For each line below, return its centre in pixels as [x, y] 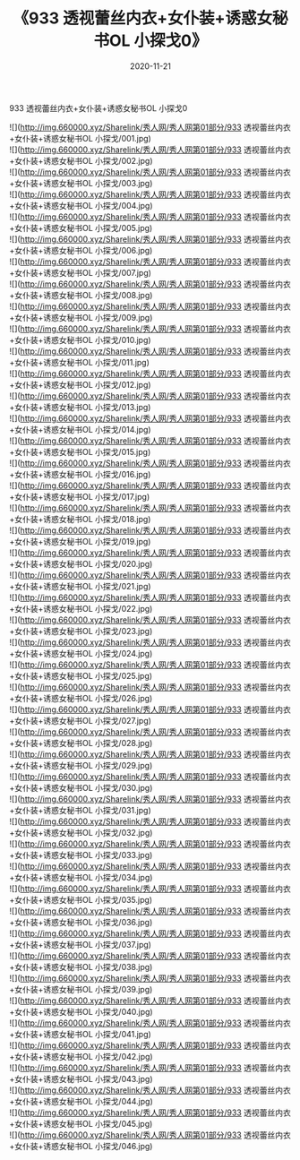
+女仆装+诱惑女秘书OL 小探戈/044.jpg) [81, 1101]
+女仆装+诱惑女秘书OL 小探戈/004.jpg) [81, 205]
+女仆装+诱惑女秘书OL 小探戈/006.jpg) [81, 250]
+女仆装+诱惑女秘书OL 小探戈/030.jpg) [81, 787]
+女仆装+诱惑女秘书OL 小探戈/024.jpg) [81, 653]
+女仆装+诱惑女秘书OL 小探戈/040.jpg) [81, 1011]
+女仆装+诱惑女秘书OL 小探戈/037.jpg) [81, 944]
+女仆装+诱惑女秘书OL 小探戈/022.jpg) [81, 608]
